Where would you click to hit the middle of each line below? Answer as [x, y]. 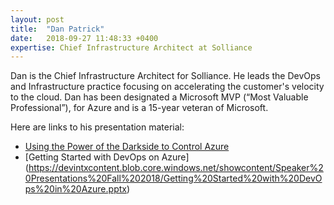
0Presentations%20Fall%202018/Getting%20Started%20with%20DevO [173, 178]
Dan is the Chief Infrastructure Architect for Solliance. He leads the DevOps [165, 76]
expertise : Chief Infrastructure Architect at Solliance [131, 47]
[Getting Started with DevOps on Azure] [107, 157]
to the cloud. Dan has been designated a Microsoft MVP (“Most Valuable [159, 97]
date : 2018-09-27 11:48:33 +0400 [84, 38]
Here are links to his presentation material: [97, 127]
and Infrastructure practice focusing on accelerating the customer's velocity [167, 87]
